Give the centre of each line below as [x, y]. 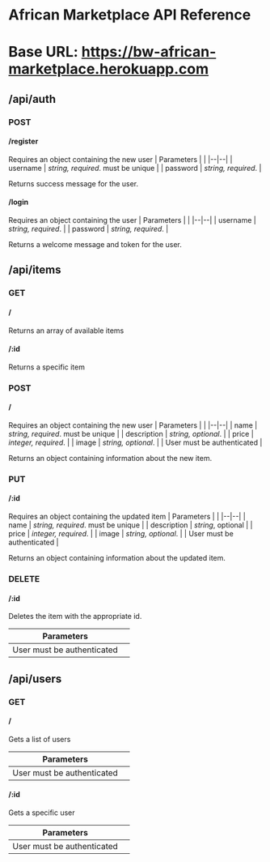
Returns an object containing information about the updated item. [117, 558]
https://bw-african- [149, 52]
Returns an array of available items [66, 331]
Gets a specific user [42, 813]
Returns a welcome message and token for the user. [95, 245]
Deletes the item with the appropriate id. [75, 617]
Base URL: [43, 52]
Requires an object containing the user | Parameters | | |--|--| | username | [132, 220]
